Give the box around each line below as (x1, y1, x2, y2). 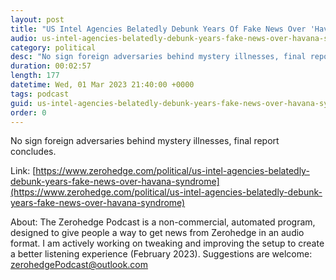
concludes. (10, 146, 57, 158)
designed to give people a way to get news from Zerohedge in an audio (10, 227, 305, 239)
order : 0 (10, 107, 47, 118)
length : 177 (10, 71, 60, 81)
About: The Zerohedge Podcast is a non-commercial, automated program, (10, 216, 316, 228)
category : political (10, 42, 97, 53)
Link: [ (10, 165, 37, 177)
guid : (10, 98, 33, 108)
